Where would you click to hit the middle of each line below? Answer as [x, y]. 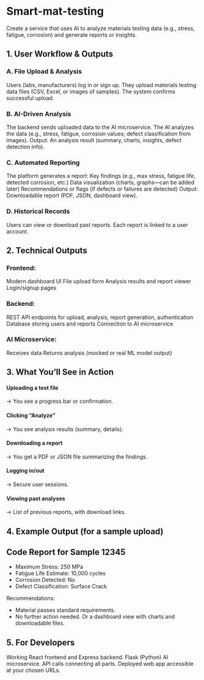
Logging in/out [25, 471]
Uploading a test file [32, 388]
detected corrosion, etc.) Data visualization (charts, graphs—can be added [100, 183]
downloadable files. [40, 623]
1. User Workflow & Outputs [60, 54]
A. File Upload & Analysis [44, 72]
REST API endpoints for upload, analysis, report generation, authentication [100, 317]
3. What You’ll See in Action [60, 372]
